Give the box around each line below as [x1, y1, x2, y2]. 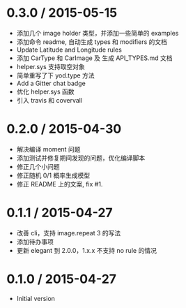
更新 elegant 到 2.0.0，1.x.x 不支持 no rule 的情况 [16, 246, 157, 254]
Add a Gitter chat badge [16, 79, 86, 87]
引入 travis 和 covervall [16, 96, 83, 104]
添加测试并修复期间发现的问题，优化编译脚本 [16, 154, 146, 162]
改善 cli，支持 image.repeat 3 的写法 [16, 228, 121, 237]
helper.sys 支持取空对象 [16, 62, 85, 71]
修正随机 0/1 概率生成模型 [16, 171, 91, 179]
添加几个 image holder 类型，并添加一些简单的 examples [16, 29, 179, 37]
